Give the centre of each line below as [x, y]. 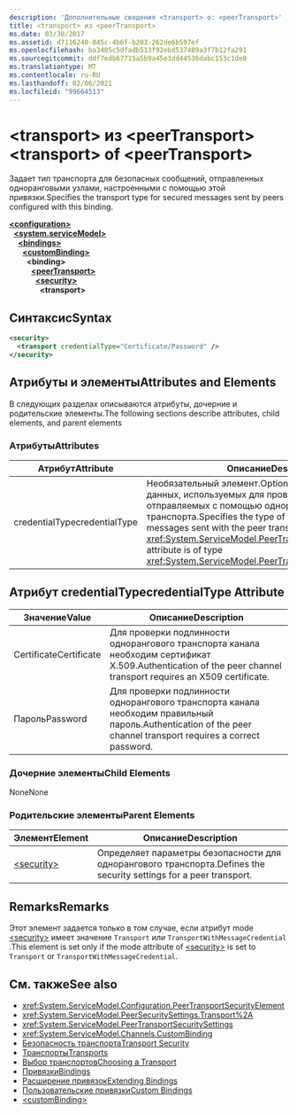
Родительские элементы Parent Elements [102, 815]
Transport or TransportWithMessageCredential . [94, 956]
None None [29, 792]
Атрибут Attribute [76, 468]
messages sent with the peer [206, 527]
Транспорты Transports [65, 1053]
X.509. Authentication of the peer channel [195, 666]
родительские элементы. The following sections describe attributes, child [145, 413]
